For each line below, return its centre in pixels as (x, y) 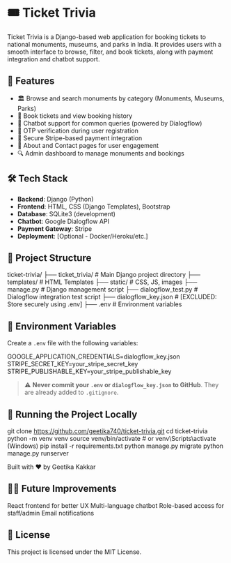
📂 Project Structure (49, 258)
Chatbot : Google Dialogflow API (63, 221)
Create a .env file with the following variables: (73, 343)
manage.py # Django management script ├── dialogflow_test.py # (103, 290)
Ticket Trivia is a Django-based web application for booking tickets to (107, 37)
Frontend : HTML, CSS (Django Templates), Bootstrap (94, 207)
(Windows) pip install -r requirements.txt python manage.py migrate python (115, 446)
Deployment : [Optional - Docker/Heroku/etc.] (82, 236)
